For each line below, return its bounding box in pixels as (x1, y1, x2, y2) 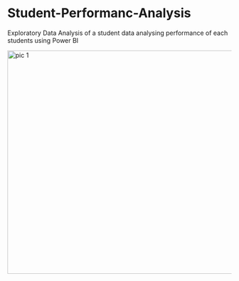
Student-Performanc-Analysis (7, 5, 191, 21)
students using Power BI (7, 36, 79, 44)
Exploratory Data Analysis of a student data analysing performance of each (7, 29, 228, 37)
